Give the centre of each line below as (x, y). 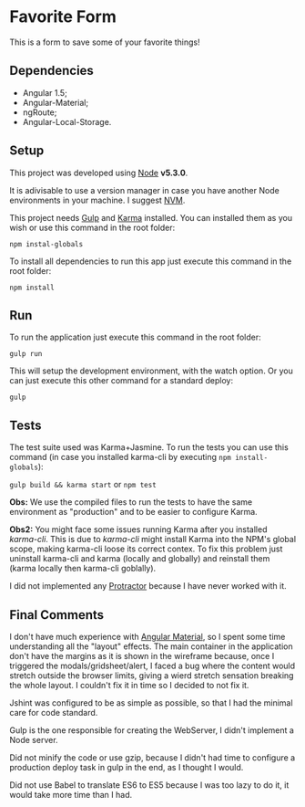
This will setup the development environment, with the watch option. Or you (152, 371)
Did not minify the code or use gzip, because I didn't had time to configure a (152, 758)
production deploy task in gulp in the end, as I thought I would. (127, 767)
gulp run (26, 354)
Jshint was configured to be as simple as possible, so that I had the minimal (151, 703)
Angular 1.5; (45, 92)
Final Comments (57, 615)
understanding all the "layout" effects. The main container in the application (151, 646)
